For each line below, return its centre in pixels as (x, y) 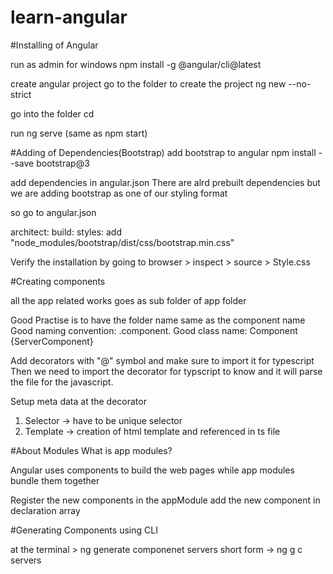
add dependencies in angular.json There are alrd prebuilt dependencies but (165, 182)
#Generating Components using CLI (84, 530)
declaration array (45, 510)
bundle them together (55, 480)
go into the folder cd (52, 113)
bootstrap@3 (63, 163)
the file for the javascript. (62, 382)
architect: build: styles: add (66, 232)
